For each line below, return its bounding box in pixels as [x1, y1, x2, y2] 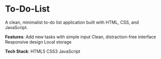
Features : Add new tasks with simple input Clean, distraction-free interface [5, 34, 157, 40]
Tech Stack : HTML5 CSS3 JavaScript [5, 48, 80, 54]
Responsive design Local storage [5, 39, 72, 44]
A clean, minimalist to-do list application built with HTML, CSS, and [5, 19, 139, 25]
